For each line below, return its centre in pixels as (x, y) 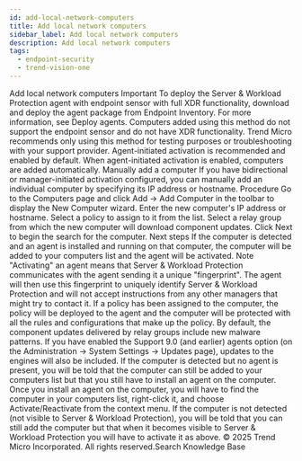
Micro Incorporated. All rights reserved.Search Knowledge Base (128, 447)
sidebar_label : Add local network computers (94, 34)
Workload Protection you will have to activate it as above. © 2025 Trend (142, 437)
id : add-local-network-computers (72, 18)
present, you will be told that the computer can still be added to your (136, 370)
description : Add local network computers (90, 43)
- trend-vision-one (54, 68)
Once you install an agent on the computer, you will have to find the (134, 389)
